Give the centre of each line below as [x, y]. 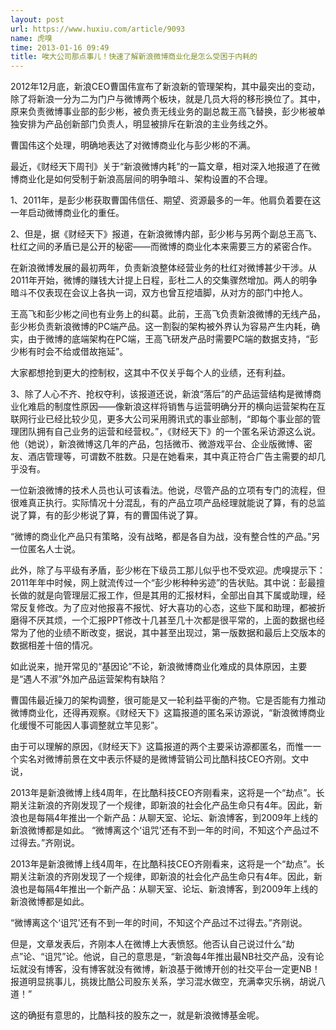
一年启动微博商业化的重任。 [67, 213]
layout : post [37, 19]
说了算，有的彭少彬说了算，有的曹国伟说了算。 [106, 515]
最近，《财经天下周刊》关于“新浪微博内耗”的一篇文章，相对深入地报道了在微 [165, 167]
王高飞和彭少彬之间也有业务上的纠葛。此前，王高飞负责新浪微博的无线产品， [168, 314]
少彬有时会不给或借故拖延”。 [69, 352]
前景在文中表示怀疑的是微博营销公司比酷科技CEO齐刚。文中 [186, 759]
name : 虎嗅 [31, 38]
